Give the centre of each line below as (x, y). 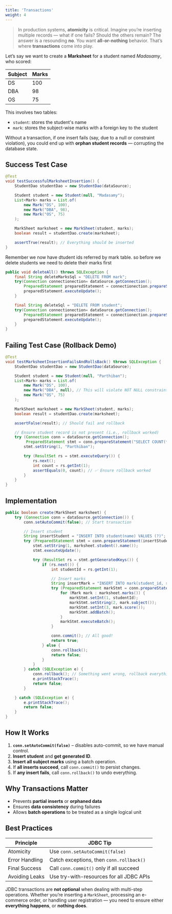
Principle (26, 843)
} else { (51, 645)
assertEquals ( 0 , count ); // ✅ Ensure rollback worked (92, 470)
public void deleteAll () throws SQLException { (57, 272)
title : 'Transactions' (29, 10)
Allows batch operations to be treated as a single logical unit (77, 812)
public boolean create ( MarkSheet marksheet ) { (56, 512)
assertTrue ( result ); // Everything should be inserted (74, 242)
